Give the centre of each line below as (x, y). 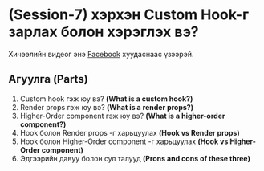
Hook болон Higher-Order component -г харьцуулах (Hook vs (124, 141)
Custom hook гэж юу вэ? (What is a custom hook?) (106, 99)
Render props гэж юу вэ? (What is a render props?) (107, 107)
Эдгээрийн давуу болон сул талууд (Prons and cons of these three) (135, 158)
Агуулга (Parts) (48, 79)
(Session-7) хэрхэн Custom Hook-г (129, 15)
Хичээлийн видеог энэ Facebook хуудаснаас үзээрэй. (101, 54)
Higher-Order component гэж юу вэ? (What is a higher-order (122, 116)
